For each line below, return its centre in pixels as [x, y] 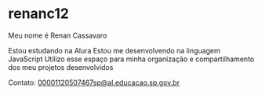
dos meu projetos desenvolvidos [61, 67]
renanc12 [38, 14]
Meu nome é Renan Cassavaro [58, 35]
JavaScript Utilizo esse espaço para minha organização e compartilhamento [131, 59]
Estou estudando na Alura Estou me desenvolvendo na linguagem [115, 50]
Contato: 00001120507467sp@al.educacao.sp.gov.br [94, 82]
